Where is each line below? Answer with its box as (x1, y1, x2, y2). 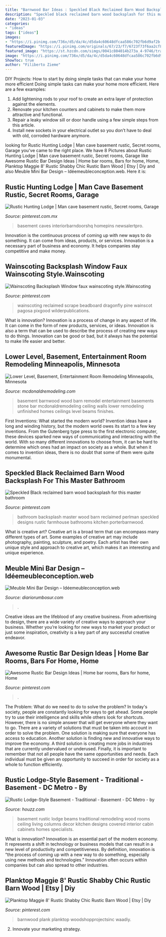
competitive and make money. (5, 248, 67, 254)
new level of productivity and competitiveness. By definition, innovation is (5, 846, 155, 852)
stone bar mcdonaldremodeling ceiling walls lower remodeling (17, 403, 144, 409)
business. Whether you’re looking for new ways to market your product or (5, 624, 156, 630)
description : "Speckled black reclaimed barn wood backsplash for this (5, 12, 156, 17)
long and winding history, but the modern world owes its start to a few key (5, 423, 156, 429)
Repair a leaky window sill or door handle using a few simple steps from (12, 117, 159, 123)
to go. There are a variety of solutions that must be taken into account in (5, 725, 152, 731)
